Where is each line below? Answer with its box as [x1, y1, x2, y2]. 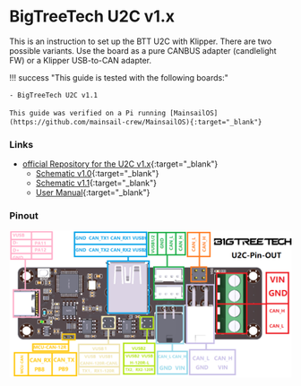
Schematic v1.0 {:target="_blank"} [35, 168, 159, 179]
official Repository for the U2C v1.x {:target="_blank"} [21, 159, 219, 169]
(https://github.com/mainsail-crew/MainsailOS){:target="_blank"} [9, 117, 262, 126]
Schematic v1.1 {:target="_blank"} [35, 177, 157, 189]
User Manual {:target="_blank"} [35, 187, 150, 198]
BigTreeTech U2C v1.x [9, 6, 176, 27]
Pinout [9, 210, 39, 222]
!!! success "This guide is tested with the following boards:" [9, 72, 228, 82]
